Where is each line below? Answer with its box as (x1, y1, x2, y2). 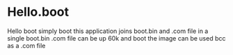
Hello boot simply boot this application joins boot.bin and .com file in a (7, 27, 209, 35)
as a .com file (7, 41, 46, 49)
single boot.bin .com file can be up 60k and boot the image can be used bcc (7, 34, 226, 42)
